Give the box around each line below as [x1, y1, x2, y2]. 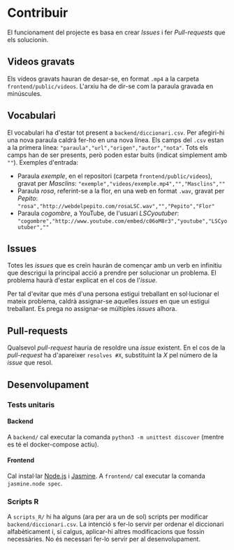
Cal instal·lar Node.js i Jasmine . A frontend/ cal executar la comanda [7, 472, 206, 480]
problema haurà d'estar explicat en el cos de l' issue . [7, 276, 158, 284]
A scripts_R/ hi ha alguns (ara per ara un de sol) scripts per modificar [7, 513, 208, 521]
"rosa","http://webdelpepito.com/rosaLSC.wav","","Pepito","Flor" [17, 202, 215, 209]
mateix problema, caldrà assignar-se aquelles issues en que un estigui [7, 297, 210, 305]
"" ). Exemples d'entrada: [7, 158, 79, 166]
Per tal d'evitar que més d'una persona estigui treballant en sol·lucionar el [7, 289, 219, 298]
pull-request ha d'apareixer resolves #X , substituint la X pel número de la [7, 351, 218, 359]
